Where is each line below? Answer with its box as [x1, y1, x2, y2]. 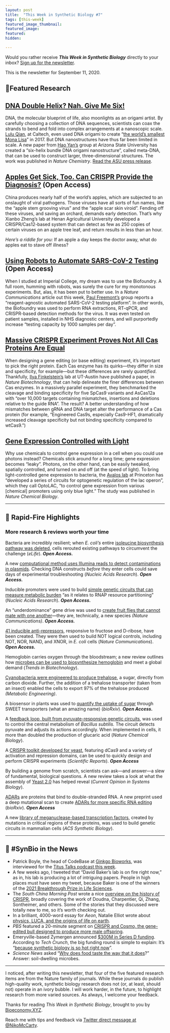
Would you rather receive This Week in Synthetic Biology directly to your [5, 54, 158, 60]
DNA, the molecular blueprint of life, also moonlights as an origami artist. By [5, 115, 163, 121]
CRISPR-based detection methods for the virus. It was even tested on [5, 310, 150, 317]
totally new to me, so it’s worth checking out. [12, 906, 106, 913]
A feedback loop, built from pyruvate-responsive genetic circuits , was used [5, 716, 163, 722]
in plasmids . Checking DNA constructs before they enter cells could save [5, 566, 158, 572]
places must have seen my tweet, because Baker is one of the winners [12, 880, 160, 886]
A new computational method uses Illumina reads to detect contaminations [5, 560, 161, 567]
